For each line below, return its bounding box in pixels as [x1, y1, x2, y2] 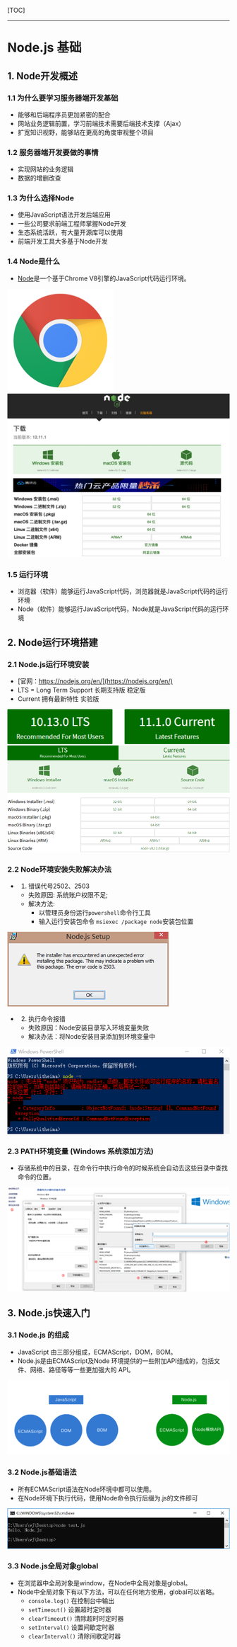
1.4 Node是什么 [7, 256, 61, 266]
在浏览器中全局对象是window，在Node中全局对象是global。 [17, 1578, 192, 1587]
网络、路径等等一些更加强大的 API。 [30, 1365, 135, 1374]
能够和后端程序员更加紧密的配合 [17, 110, 111, 119]
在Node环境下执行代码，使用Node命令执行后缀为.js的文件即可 [17, 1493, 198, 1502]
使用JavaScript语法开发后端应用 [17, 210, 111, 219]
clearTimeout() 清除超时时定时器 [28, 1614, 124, 1622]
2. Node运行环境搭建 [7, 637, 99, 649]
